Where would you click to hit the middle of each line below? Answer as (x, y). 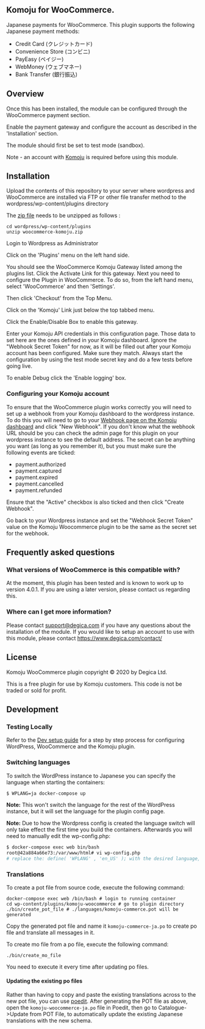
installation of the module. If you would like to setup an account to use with (100, 631)
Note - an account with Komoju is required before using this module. (92, 157)
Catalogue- (173, 1007)
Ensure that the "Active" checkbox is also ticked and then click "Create (95, 502)
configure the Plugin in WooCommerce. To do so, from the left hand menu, (100, 280)
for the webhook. (28, 533)
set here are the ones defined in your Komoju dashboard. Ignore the (92, 340)
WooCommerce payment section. (48, 115)
